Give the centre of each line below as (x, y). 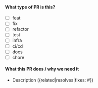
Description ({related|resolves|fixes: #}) (53, 80)
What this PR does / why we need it (42, 69)
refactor (20, 29)
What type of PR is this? (30, 7)
